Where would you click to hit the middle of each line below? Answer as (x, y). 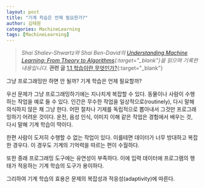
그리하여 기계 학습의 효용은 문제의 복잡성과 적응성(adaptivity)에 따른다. (91, 179)
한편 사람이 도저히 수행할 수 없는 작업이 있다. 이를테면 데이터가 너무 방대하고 (97, 137)
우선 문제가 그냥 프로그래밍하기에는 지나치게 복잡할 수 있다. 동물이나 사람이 (95, 94)
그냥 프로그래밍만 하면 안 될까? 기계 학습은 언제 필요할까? (74, 81)
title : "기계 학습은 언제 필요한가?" (47, 18)
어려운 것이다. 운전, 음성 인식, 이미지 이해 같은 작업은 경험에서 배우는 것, (108, 117)
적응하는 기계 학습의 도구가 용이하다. (61, 166)
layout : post (23, 12)
